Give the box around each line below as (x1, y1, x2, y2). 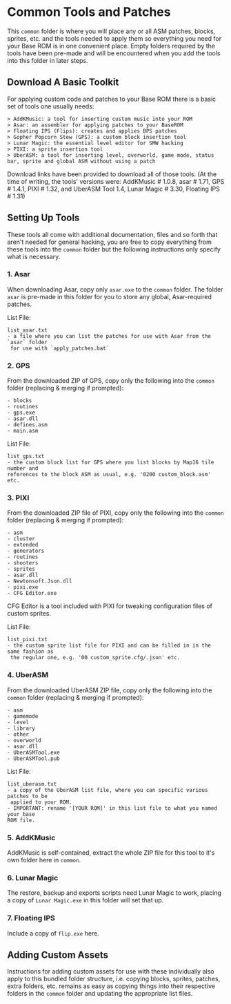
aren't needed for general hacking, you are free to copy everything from (7, 238, 212, 246)
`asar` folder (7, 339, 48, 345)
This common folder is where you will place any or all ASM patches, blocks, (7, 27, 216, 35)
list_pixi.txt (7, 636, 48, 643)
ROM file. (7, 817, 36, 824)
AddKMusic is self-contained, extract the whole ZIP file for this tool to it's (7, 849, 215, 857)
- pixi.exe (7, 584, 39, 591)
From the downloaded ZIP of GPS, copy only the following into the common (7, 377, 215, 385)
